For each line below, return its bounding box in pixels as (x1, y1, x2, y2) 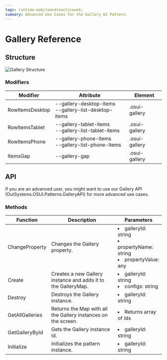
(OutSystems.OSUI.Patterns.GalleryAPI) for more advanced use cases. (5, 191, 149, 197)
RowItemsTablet (7, 124, 45, 131)
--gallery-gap (55, 153, 90, 160)
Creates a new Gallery (51, 270, 103, 277)
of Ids (117, 315, 131, 322)
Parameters (124, 216, 153, 223)
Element (134, 92, 155, 99)
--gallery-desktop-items (55, 100, 116, 107)
